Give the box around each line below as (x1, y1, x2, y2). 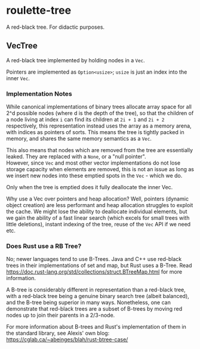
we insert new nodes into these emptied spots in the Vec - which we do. (6, 172, 183, 180)
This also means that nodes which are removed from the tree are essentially (6, 147, 193, 154)
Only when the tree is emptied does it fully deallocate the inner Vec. (6, 184, 173, 191)
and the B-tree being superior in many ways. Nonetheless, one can (6, 299, 171, 306)
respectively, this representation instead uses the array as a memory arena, (6, 122, 192, 129)
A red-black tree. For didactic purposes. (6, 23, 105, 31)
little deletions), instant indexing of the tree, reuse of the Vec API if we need (6, 221, 191, 228)
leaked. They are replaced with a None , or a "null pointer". (6, 153, 146, 160)
